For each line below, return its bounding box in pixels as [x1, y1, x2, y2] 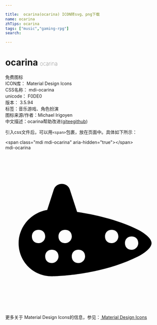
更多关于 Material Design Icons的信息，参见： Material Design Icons [5, 314, 147, 320]
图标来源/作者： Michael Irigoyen [5, 112, 73, 118]
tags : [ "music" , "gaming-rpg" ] [5, 26, 69, 31]
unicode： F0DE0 [5, 93, 42, 99]
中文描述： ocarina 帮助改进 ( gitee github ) [5, 118, 88, 124]
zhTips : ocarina [5, 21, 40, 26]
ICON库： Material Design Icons [5, 80, 72, 86]
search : [5, 31, 22, 36]
